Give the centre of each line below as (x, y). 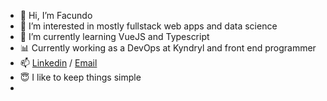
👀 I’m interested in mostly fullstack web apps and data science (148, 26)
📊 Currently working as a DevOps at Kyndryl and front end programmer (168, 48)
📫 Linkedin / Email (58, 63)
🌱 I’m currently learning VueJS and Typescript (114, 36)
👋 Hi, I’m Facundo (56, 15)
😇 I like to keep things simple (80, 77)
